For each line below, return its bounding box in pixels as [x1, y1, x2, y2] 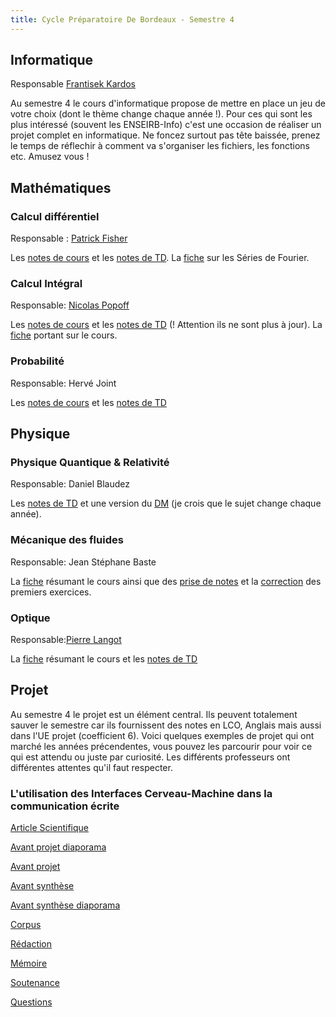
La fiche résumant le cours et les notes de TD [10, 653, 198, 665]
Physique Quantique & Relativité [10, 456, 170, 470]
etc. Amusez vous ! [10, 151, 90, 163]
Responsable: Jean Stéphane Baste [10, 556, 157, 568]
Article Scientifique [10, 822, 89, 834]
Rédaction [10, 938, 53, 950]
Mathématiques [10, 179, 112, 196]
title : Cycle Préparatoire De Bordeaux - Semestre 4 [10, 14, 235, 25]
